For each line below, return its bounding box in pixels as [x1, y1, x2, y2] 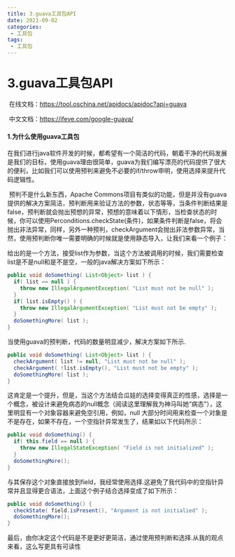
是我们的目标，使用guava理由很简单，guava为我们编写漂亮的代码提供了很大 [7, 158, 227, 166]
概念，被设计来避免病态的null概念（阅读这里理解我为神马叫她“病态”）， [13, 400, 216, 408]
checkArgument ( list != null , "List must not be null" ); [13, 358, 187, 365]
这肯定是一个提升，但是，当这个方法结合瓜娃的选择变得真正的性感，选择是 [7, 391, 222, 400]
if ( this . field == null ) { [13, 438, 96, 445]
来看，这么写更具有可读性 [7, 542, 81, 551]
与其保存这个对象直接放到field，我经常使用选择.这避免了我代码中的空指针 [7, 478, 218, 486]
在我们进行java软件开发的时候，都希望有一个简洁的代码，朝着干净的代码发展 [7, 149, 227, 158]
